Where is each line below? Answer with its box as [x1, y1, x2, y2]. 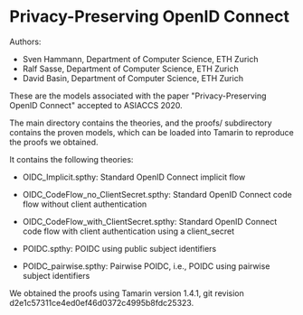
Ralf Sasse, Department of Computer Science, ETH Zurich [22, 63, 239, 74]
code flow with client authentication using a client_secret [22, 226, 235, 236]
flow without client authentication [22, 199, 147, 209]
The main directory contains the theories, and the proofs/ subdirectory [9, 117, 273, 128]
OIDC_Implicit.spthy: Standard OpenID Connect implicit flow [22, 171, 246, 182]
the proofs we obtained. [9, 136, 99, 147]
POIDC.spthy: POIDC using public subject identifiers [22, 243, 217, 254]
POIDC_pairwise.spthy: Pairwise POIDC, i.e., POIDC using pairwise [22, 260, 270, 272]
